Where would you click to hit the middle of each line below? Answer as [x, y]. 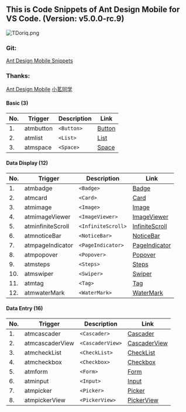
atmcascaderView [49, 343]
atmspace [38, 147]
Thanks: [18, 76]
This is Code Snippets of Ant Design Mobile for [93, 10]
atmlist [33, 138]
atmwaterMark [44, 293]
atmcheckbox [43, 362]
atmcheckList [43, 353]
